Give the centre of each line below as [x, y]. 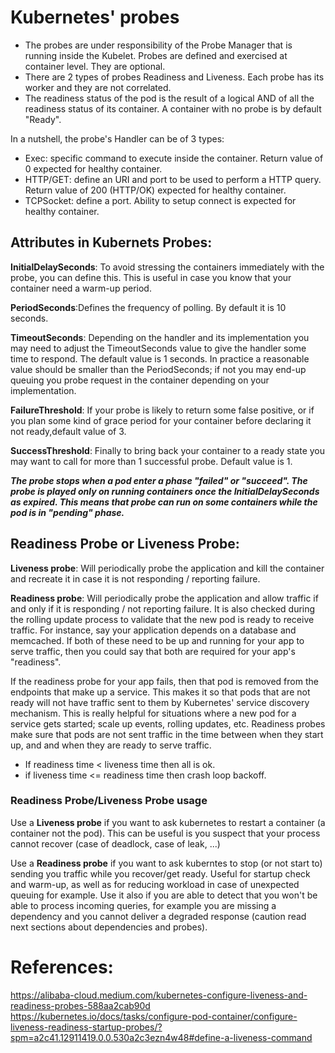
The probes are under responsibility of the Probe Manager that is [158, 45]
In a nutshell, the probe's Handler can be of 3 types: [117, 138]
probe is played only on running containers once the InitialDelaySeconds [165, 491]
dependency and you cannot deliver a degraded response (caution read [158, 916]
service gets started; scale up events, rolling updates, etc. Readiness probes [168, 723]
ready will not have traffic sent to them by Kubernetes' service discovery [160, 702]
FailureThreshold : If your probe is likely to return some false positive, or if [162, 410]
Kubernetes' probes [95, 17]
